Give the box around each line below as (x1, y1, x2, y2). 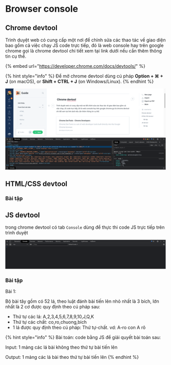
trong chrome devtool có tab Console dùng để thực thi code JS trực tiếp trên (5, 224, 165, 230)
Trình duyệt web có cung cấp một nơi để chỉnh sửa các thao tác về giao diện (5, 37, 166, 43)
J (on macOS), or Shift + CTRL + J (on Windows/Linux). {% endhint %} (5, 79, 154, 84)
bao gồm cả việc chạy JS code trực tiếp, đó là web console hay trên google (5, 42, 164, 48)
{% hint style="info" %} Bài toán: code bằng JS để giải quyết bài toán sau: (5, 334, 161, 340)
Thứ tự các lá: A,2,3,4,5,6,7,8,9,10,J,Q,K (12, 313, 94, 320)
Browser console (5, 3, 78, 15)
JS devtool (5, 210, 40, 220)
